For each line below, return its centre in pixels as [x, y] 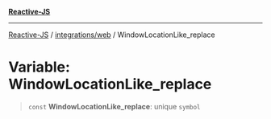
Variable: [40, 67]
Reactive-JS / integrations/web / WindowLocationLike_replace [112, 35]
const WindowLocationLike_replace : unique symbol [114, 106]
